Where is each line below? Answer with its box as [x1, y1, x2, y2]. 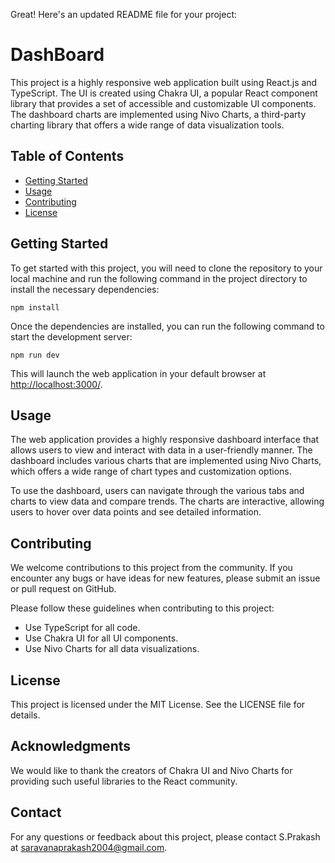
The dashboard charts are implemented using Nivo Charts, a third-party [10, 108, 307, 120]
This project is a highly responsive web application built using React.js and [10, 76, 318, 88]
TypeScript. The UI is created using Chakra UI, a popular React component [10, 87, 318, 99]
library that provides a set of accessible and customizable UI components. [10, 97, 317, 109]
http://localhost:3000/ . [10, 378, 103, 390]
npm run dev [10, 350, 60, 360]
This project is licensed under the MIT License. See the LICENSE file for [10, 699, 306, 710]
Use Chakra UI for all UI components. [24, 632, 179, 644]
